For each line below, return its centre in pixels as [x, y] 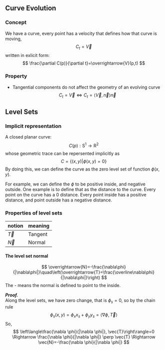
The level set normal [27, 256]
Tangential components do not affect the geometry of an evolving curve [86, 87]
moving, [13, 38]
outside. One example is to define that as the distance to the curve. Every [81, 189]
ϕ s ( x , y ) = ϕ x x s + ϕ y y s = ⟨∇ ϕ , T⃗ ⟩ [84, 315]
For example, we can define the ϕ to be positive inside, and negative [75, 184]
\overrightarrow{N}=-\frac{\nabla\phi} [87, 267]
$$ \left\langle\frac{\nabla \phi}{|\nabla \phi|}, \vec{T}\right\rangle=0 [84, 331]
